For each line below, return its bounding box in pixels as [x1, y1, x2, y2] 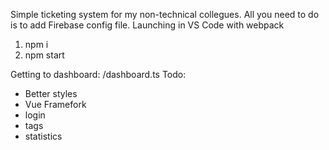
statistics [24, 130, 63, 142]
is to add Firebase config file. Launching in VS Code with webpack [10, 19, 285, 31]
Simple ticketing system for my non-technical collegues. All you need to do [10, 9, 320, 20]
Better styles [24, 88, 78, 99]
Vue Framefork [24, 99, 87, 110]
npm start [24, 49, 65, 61]
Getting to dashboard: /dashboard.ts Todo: [10, 69, 187, 80]
